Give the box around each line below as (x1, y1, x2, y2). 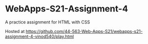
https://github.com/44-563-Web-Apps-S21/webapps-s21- (25, 28, 143, 34)
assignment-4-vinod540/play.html (5, 33, 74, 39)
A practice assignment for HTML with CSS (5, 19, 90, 25)
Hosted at (5, 28, 25, 34)
